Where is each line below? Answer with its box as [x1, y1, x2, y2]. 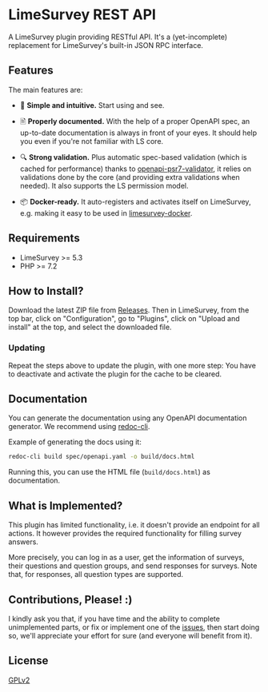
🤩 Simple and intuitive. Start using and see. [19, 100, 165, 109]
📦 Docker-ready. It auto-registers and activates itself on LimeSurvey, [19, 197, 251, 206]
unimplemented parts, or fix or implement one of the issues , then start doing [8, 622, 260, 632]
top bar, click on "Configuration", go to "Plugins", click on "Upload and [8, 314, 240, 324]
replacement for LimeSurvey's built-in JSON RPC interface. [8, 40, 204, 50]
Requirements [8, 232, 80, 245]
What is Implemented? [8, 499, 123, 512]
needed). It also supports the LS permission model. [19, 181, 189, 190]
